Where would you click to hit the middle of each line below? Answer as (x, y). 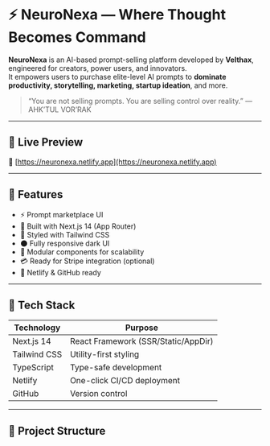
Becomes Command (77, 37)
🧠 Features (36, 194)
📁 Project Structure (57, 431)
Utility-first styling (104, 354)
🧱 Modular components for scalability (82, 252)
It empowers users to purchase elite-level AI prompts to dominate (117, 76)
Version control (98, 394)
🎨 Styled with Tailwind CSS (65, 234)
